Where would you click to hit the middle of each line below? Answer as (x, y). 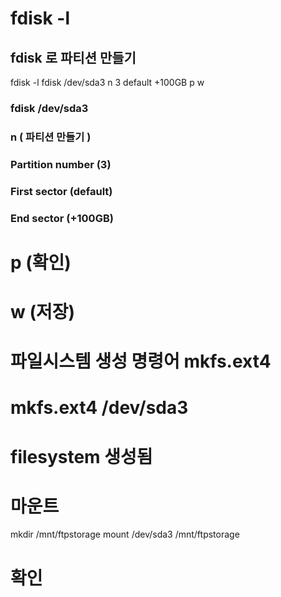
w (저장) (43, 311)
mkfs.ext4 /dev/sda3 (99, 408)
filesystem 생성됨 (81, 456)
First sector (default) (61, 191)
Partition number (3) (61, 164)
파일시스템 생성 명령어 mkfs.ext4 (141, 361)
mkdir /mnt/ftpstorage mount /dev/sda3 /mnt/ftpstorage (125, 534)
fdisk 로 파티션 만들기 (73, 57)
